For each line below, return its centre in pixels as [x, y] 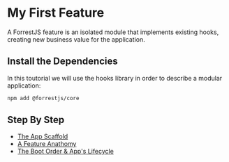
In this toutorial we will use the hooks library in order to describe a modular [115, 78]
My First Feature [56, 13]
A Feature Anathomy [47, 144]
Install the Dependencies [63, 62]
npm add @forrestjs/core [43, 98]
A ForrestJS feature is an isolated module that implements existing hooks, [113, 32]
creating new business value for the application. [76, 39]
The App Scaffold [43, 136]
